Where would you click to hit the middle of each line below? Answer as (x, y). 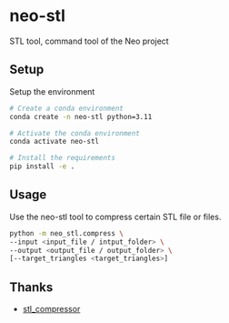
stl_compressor (51, 309)
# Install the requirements (63, 158)
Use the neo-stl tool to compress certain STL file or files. (115, 217)
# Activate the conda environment (75, 133)
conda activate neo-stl (55, 142)
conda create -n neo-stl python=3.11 (81, 116)
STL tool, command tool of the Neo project (90, 41)
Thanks (31, 287)
